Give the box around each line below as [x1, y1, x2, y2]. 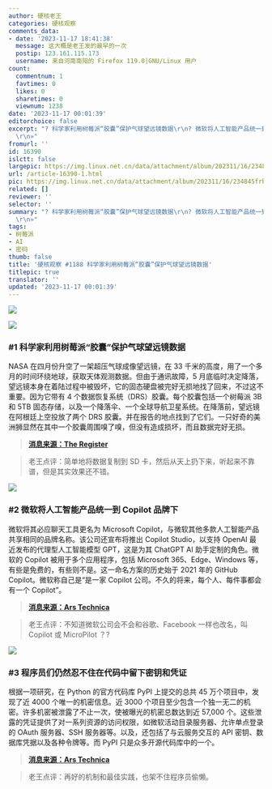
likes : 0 [15, 87, 45, 96]
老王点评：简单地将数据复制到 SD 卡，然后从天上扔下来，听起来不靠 [28, 457, 255, 467]
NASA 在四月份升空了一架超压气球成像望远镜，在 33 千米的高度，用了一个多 [8, 361, 263, 371]
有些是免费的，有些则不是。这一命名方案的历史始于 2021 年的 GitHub [8, 565, 239, 574]
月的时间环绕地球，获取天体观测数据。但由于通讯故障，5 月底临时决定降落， [8, 372, 263, 382]
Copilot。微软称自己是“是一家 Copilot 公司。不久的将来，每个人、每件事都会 [8, 574, 261, 584]
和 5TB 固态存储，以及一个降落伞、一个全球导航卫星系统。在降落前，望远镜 [8, 402, 261, 412]
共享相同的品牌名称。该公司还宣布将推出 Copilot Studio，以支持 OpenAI [8, 534, 249, 544]
